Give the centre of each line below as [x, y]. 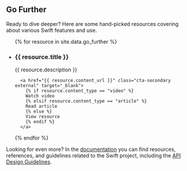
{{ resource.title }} [42, 57]
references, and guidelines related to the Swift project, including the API [93, 156]
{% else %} [39, 111]
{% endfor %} [32, 138]
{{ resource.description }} [46, 70]
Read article [42, 106]
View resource [43, 117]
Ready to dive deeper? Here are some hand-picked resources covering [92, 24]
